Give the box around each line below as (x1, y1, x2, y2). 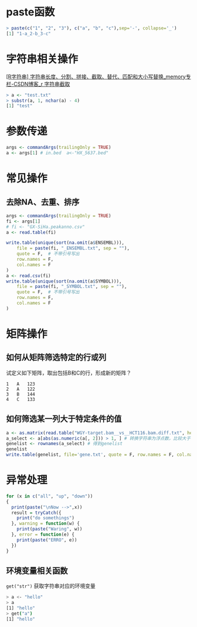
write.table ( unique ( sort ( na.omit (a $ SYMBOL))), (6, 278, 122, 284)
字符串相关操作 (6, 52, 79, 65)
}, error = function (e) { (11, 532, 75, 538)
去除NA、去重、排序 (6, 197, 80, 207)
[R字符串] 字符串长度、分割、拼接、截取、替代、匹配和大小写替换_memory (6, 73, 186, 80)
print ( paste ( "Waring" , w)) (16, 526, 83, 532)
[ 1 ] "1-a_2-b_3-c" (6, 31, 51, 37)
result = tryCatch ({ (11, 510, 62, 516)
